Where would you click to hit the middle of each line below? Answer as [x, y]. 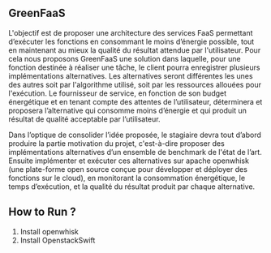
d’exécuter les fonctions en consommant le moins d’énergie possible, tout [131, 41]
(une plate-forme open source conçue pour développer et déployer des [128, 169]
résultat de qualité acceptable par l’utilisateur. [84, 119]
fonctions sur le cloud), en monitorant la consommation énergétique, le [127, 178]
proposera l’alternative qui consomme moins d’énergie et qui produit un [128, 110]
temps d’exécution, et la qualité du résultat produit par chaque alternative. [132, 187]
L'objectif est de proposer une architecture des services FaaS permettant [131, 32]
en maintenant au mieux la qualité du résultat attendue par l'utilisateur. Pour [135, 50]
